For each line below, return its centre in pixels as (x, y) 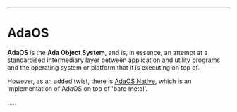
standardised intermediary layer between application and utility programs (114, 60)
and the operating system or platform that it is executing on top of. (103, 67)
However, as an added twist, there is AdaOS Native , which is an (99, 81)
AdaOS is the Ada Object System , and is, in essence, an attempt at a (108, 52)
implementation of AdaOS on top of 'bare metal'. (78, 88)
